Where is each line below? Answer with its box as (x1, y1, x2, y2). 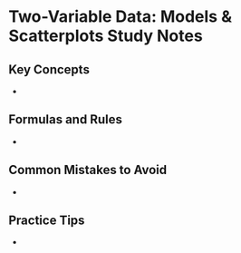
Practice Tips (8, 213, 85, 229)
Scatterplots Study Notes (8, 25, 203, 46)
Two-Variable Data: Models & (8, 6, 233, 27)
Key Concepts (8, 62, 90, 77)
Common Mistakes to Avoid (8, 162, 168, 178)
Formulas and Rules (8, 112, 123, 128)
